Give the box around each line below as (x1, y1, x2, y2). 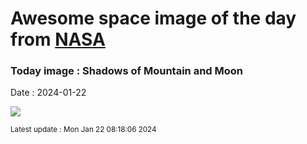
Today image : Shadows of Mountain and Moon (10, 64, 244, 78)
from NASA (10, 28, 106, 51)
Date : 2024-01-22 (10, 87, 87, 99)
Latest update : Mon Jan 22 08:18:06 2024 (10, 125, 157, 135)
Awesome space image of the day (10, 7, 297, 30)
